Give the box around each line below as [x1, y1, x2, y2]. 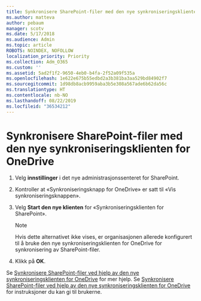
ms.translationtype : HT [6, 87, 66, 93]
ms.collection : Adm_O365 [6, 59, 68, 65]
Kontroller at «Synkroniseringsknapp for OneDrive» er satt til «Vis [14, 186, 176, 193]
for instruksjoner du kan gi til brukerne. [6, 288, 102, 296]
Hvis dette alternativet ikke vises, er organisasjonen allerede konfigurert [14, 233, 193, 241]
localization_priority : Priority [6, 53, 90, 59]
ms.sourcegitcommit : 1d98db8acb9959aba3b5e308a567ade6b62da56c [6, 81, 167, 87]
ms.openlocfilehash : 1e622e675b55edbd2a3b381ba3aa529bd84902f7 [6, 75, 167, 81]
